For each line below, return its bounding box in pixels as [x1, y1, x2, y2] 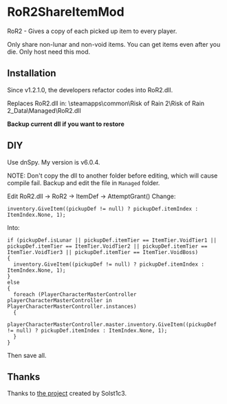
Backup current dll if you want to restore [7, 120, 125, 128]
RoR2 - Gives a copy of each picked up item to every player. [7, 27, 177, 35]
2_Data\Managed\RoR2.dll [7, 106, 81, 114]
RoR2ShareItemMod [7, 4, 125, 20]
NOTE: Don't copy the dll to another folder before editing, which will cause [7, 171, 218, 180]
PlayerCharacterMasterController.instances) [7, 303, 137, 310]
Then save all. [7, 351, 47, 359]
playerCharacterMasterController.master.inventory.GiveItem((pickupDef [7, 321, 217, 328]
